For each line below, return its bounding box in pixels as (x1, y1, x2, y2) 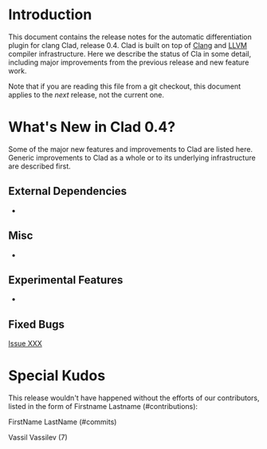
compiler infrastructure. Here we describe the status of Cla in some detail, (8, 49, 252, 58)
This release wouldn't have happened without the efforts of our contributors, (8, 393, 261, 403)
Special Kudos (8, 367, 106, 385)
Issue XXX (8, 339, 42, 348)
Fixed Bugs (8, 317, 65, 331)
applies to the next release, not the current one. (8, 89, 165, 99)
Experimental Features (8, 273, 124, 287)
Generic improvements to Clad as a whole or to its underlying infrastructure (8, 153, 257, 162)
